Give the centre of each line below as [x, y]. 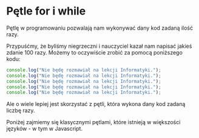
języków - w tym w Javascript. [45, 129]
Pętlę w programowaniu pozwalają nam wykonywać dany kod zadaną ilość [99, 28]
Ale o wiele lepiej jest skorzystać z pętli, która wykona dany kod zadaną [96, 104]
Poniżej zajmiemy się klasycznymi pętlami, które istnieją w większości [93, 122]
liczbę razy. [21, 111]
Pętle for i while [46, 11]
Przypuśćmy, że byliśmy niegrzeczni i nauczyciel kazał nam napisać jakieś [99, 46]
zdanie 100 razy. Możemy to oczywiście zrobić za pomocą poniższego [95, 52]
